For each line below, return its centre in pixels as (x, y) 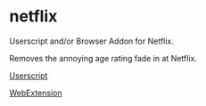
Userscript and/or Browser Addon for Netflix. (91, 41)
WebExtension (36, 93)
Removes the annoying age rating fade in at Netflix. (103, 58)
